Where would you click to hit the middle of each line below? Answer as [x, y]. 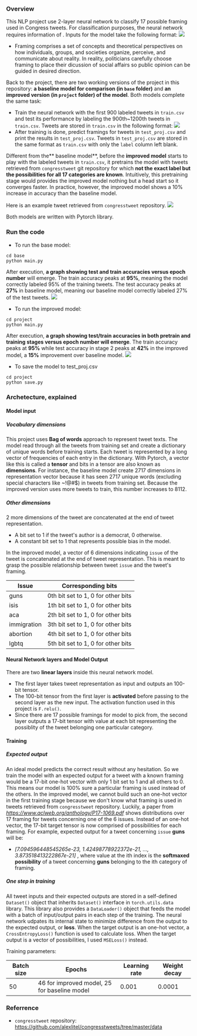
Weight [173, 966]
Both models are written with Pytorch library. [60, 217]
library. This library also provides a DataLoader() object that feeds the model [98, 909]
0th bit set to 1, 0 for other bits [89, 596]
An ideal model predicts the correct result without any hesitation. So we [92, 769]
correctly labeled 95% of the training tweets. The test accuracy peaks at [94, 284]
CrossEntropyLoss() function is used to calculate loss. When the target [91, 933]
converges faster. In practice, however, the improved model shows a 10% [94, 187]
